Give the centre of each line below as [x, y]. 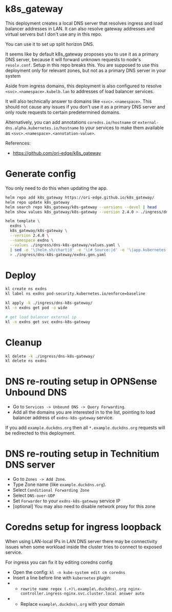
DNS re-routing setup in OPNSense [81, 382]
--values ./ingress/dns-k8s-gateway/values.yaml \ [65, 245]
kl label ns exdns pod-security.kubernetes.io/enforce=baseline [75, 294]
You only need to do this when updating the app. [57, 188]
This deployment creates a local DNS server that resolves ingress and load [84, 23]
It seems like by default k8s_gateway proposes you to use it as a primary [82, 54]
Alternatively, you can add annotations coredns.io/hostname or [71, 122]
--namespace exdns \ [32, 240]
